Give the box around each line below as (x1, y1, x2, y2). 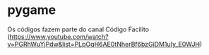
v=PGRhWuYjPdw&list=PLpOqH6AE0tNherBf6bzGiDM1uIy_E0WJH (7, 40, 200, 48)
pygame (7, 2, 56, 18)
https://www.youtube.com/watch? (9, 32, 109, 40)
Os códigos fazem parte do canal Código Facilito (7, 25, 150, 33)
